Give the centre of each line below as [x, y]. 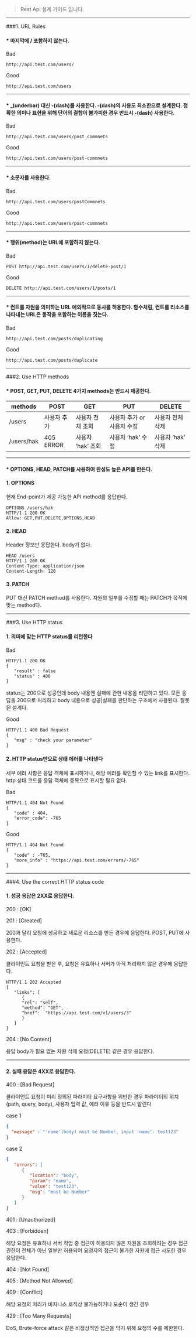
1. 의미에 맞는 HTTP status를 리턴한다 [49, 637]
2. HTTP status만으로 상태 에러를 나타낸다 [55, 759]
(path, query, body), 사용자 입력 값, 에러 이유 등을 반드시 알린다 [79, 1104]
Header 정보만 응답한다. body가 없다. [49, 545]
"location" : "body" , [55, 1176]
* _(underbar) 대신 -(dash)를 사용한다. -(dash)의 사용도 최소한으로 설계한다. [94, 105]
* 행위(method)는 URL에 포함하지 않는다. [53, 242]
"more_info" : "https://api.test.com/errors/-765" [77, 860]
